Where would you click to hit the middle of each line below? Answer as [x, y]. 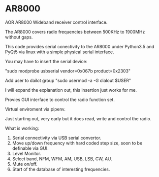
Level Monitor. [27, 153]
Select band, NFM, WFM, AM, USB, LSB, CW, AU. [62, 159]
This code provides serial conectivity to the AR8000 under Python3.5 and [80, 46]
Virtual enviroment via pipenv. [35, 109]
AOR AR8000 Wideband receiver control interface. [56, 22]
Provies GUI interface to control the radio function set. [60, 100]
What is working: [22, 128]
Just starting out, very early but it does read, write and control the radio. [78, 118]
